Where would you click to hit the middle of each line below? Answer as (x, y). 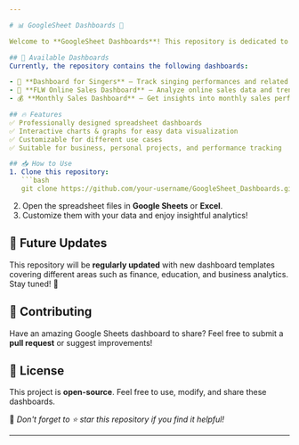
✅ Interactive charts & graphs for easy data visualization (124, 131)
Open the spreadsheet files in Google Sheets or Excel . (122, 205)
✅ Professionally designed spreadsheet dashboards (106, 123)
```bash (35, 181)
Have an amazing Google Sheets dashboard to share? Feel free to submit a (146, 333)
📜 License (37, 371)
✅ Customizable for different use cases (86, 139)
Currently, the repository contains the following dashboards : (129, 66)
